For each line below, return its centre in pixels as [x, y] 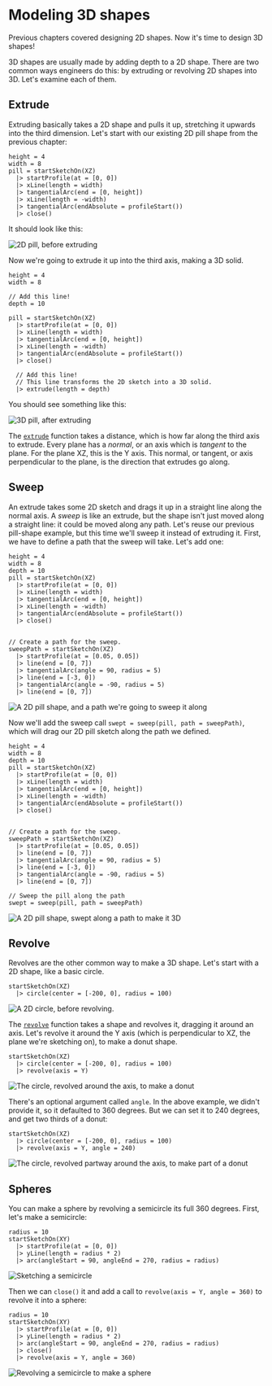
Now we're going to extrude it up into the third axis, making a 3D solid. [126, 260]
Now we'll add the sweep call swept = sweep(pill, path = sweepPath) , [127, 723]
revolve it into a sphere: [47, 1301]
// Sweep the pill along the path [67, 896]
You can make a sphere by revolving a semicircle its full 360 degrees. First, [134, 1209]
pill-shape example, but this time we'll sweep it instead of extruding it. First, [135, 533]
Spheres [30, 1189]
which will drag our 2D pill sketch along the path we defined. [110, 731]
